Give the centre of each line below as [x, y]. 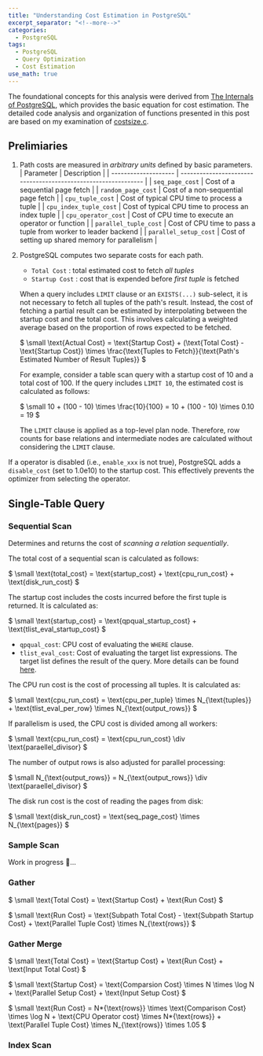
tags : [17, 45]
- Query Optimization [51, 60]
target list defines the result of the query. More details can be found [129, 661]
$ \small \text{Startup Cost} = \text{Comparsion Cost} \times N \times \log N [131, 984]
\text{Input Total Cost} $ [47, 970]
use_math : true [33, 74]
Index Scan [30, 1045]
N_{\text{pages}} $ [38, 825]
